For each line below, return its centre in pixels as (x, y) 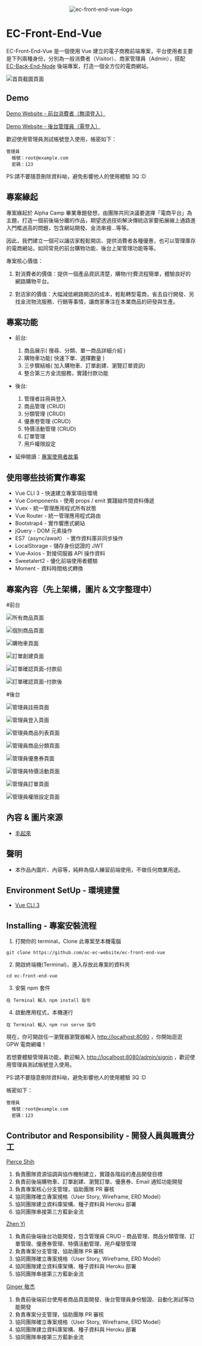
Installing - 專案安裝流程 (51, 926)
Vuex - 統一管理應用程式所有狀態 (56, 508)
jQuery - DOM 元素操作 (44, 531)
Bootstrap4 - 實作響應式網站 (50, 523)
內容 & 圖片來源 (35, 818)
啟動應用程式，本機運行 (44, 1013)
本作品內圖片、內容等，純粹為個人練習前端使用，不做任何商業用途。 (99, 869)
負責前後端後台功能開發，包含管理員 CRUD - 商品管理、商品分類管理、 (102, 1236)
